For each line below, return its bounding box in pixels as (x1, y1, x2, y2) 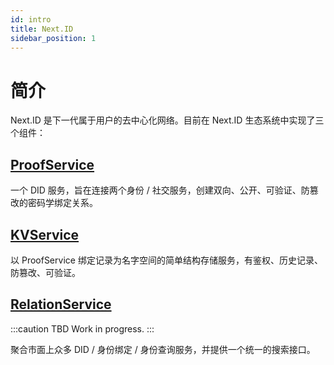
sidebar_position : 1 (10, 33, 97, 43)
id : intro (10, 14, 52, 25)
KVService (10, 226, 80, 243)
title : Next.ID (10, 24, 74, 34)
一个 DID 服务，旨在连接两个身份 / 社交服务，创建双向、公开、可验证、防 (10, 184, 310, 196)
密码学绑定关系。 (27, 197, 98, 209)
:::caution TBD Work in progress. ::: (10, 322, 155, 335)
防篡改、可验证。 (10, 266, 81, 278)
